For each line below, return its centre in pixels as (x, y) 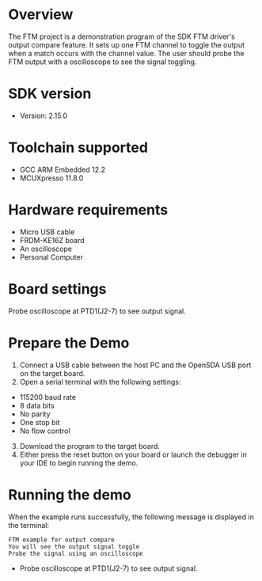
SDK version (50, 94)
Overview (41, 15)
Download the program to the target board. (90, 446)
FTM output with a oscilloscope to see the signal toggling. (103, 62)
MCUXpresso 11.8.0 (51, 178)
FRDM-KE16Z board (52, 240)
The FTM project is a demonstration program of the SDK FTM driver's (122, 36)
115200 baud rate (48, 397)
